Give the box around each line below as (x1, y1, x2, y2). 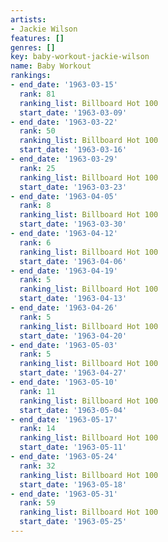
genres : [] (10, 42, 56, 53)
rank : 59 (19, 498, 56, 508)
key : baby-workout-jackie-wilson (10, 52, 150, 62)
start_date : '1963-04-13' (19, 294, 128, 304)
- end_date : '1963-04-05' (10, 191, 118, 201)
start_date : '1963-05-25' (19, 517, 128, 527)
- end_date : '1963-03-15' (10, 80, 118, 90)
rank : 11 (19, 386, 56, 396)
